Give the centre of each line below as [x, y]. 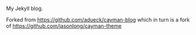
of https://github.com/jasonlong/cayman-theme [64, 26]
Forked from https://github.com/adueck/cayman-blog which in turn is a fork [98, 20]
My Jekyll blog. [24, 8]
